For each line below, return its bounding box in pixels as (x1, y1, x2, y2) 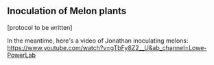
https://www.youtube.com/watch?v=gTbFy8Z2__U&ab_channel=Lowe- (7, 43, 207, 51)
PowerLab (7, 51, 36, 59)
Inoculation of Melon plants (7, 5, 127, 17)
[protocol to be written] (7, 23, 73, 31)
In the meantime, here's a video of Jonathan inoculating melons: (7, 37, 189, 45)
